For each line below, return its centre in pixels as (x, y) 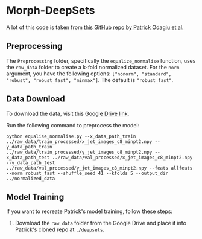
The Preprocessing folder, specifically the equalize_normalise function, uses (101, 60)
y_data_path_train (29, 147)
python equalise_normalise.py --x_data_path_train (71, 136)
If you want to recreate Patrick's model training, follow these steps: (90, 211)
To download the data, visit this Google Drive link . (68, 113)
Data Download (36, 99)
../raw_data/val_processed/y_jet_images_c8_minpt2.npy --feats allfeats (99, 168)
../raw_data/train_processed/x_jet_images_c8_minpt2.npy (79, 142)
